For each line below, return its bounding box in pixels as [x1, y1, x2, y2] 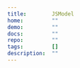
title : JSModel [7, 10, 74, 18]
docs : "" [7, 30, 59, 38]
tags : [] [7, 43, 59, 50]
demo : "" [7, 23, 59, 30]
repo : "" [7, 37, 59, 44]
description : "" [7, 50, 59, 57]
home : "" [7, 17, 59, 24]
